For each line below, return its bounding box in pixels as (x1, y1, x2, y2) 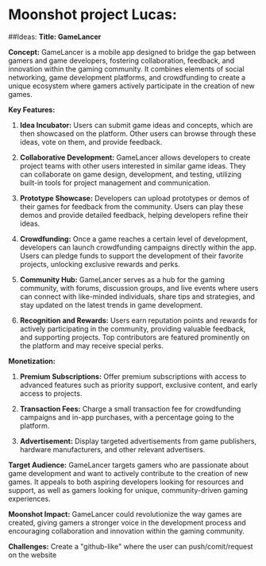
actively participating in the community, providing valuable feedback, (19, 324, 246, 333)
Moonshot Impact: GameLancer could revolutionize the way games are (8, 509, 242, 518)
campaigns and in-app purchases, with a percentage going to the (19, 412, 234, 422)
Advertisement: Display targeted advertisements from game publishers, (19, 436, 256, 446)
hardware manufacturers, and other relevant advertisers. (19, 444, 206, 454)
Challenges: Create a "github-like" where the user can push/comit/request (8, 541, 253, 551)
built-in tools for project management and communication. (19, 177, 210, 188)
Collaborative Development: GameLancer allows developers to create (19, 153, 251, 162)
